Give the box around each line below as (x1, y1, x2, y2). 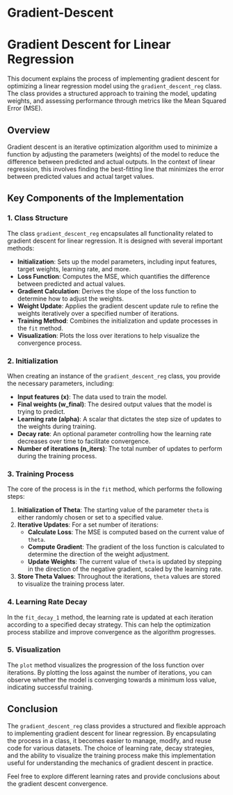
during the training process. (17, 451, 97, 460)
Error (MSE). (7, 104, 43, 113)
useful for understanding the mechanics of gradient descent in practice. (7, 758, 214, 766)
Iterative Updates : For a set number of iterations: (17, 520, 159, 529)
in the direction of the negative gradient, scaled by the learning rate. (27, 565, 223, 573)
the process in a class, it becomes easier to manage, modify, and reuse (7, 736, 211, 745)
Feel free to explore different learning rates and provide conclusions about (7, 772, 220, 780)
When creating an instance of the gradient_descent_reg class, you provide (7, 371, 220, 380)
